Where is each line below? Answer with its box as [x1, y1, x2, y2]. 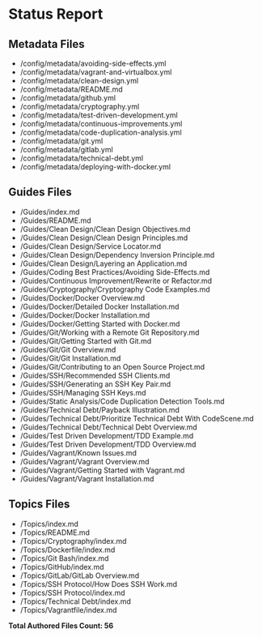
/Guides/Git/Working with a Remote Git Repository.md [19, 327, 200, 337]
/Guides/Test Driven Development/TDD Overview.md [19, 439, 196, 449]
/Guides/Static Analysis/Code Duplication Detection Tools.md [19, 396, 225, 406]
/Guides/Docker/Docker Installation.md [19, 310, 150, 320]
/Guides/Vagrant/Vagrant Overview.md [19, 456, 150, 466]
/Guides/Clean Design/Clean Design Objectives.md [19, 224, 191, 233]
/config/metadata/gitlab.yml [19, 145, 113, 154]
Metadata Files [8, 37, 85, 51]
